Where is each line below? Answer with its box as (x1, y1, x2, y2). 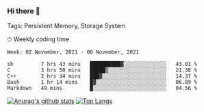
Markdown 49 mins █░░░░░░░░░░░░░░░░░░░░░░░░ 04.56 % (7, 85, 197, 92)
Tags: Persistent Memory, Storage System (7, 22, 126, 30)
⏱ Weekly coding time (7, 35, 70, 43)
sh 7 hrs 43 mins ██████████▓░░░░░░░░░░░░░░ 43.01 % (7, 61, 197, 68)
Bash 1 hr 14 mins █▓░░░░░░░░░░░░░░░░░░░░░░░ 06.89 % (7, 79, 197, 86)
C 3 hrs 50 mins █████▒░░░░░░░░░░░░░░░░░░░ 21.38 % (7, 67, 197, 74)
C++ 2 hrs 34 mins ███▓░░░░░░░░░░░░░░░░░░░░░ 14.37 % (7, 73, 197, 80)
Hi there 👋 (7, 6, 41, 16)
